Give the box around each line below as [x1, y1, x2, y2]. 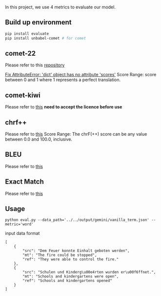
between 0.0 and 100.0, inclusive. [5, 136, 72, 142]
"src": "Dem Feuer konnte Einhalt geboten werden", [22, 249, 130, 254]
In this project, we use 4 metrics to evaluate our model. [5, 4, 116, 10]
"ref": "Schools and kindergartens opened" [22, 278, 112, 283]
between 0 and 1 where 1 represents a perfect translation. [5, 77, 121, 83]
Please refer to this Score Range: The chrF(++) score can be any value [5, 131, 147, 137]
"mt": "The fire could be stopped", [22, 253, 97, 258]
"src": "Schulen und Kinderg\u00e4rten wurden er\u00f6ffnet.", [22, 270, 156, 275]
